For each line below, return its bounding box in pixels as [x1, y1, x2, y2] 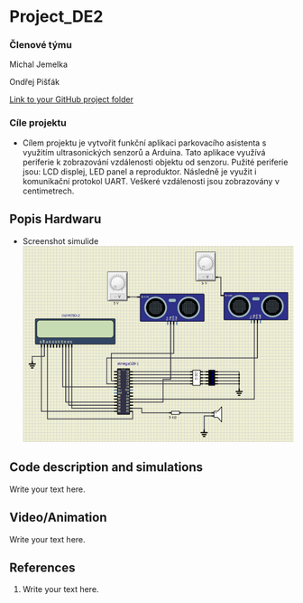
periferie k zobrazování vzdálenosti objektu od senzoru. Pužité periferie [22, 156, 289, 167]
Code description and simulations [9, 459, 204, 476]
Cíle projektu [9, 117, 68, 129]
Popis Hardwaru [9, 212, 102, 227]
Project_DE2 [9, 6, 104, 27]
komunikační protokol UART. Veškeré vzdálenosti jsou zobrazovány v [22, 175, 280, 186]
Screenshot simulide [22, 235, 99, 246]
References [9, 561, 76, 576]
